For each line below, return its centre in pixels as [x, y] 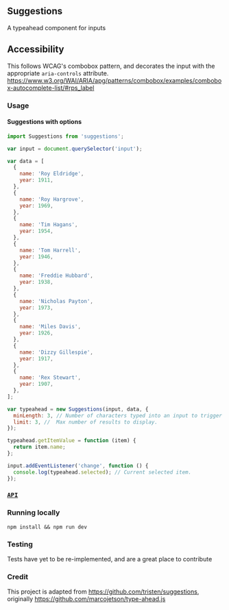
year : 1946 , [36, 256]
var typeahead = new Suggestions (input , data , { [78, 409]
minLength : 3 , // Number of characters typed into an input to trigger [118, 415]
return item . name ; [40, 447]
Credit [18, 576]
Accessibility [36, 50]
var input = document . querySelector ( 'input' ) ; [75, 149]
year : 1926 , [36, 333]
